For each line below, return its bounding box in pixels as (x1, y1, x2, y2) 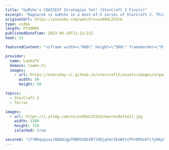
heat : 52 (5, 36, 24, 41)
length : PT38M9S (5, 26, 39, 31)
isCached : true (14, 128, 46, 133)
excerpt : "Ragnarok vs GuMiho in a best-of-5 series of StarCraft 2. (5, 12, 154, 17)
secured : (5, 137, 24, 142)
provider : (5, 53, 26, 58)
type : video (5, 21, 30, 27)
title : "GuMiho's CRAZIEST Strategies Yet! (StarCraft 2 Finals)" (5, 7, 147, 13)
